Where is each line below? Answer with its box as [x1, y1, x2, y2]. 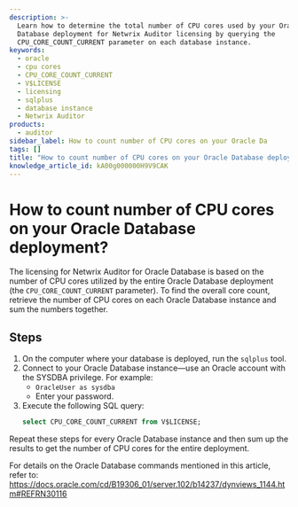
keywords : [9, 46, 46, 55]
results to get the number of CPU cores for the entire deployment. [9, 443, 250, 453]
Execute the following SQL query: [21, 401, 145, 411]
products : [9, 121, 46, 129]
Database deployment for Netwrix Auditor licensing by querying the [17, 29, 276, 38]
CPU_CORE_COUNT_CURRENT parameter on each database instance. [17, 37, 252, 47]
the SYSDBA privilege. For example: [21, 372, 153, 383]
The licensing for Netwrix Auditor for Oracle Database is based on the [9, 267, 264, 277]
